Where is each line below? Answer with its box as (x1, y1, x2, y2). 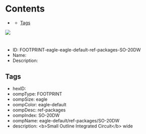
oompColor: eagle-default (12, 101, 66, 107)
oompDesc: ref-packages (12, 107, 66, 113)
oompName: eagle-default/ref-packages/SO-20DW (12, 117, 120, 123)
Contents (5, 3, 45, 15)
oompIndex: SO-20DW (12, 112, 60, 118)
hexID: (12, 85, 26, 91)
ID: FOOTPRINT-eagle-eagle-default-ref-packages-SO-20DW (12, 47, 141, 53)
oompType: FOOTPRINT (12, 91, 62, 97)
